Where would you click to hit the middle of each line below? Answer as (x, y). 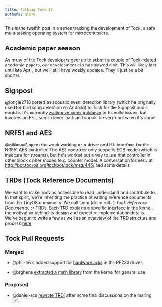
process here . (19, 223)
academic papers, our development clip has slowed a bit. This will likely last (81, 65)
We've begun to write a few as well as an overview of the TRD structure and (81, 218)
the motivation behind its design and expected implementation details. (75, 213)
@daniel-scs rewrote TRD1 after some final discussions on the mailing (82, 295)
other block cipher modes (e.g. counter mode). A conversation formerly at (79, 160)
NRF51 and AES (29, 133)
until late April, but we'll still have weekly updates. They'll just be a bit (74, 70)
